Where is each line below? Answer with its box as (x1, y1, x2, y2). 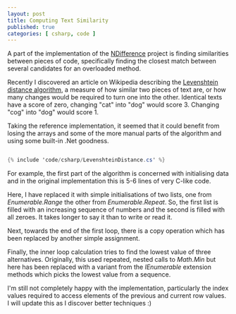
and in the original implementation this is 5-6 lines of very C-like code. (7, 177, 211, 186)
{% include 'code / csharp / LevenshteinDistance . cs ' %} (7, 157, 166, 164)
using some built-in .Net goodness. (7, 137, 109, 145)
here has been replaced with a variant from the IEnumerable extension (7, 262, 211, 272)
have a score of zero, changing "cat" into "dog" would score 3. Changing (7, 100, 220, 109)
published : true (7, 23, 55, 30)
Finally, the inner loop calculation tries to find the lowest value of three (7, 248, 211, 256)
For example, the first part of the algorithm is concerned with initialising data (7, 169, 229, 178)
